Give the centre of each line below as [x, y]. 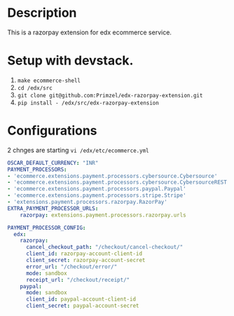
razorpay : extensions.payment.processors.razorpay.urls [103, 215]
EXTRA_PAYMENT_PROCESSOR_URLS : [53, 208]
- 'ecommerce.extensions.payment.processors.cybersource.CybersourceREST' [119, 183]
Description [42, 13]
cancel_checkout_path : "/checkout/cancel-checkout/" [104, 247]
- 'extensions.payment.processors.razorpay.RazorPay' [88, 202]
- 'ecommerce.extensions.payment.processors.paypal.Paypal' [97, 189]
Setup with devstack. [70, 61]
